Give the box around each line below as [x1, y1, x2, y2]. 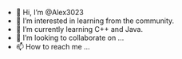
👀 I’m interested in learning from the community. [15, 16, 175, 26]
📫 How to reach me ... [15, 42, 90, 51]
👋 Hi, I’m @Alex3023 [15, 8, 84, 17]
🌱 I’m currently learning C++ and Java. [15, 25, 144, 33]
